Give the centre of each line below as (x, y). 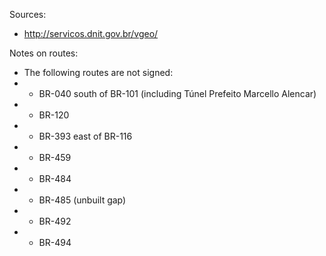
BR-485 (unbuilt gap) (82, 200)
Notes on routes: (44, 53)
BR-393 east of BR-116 (85, 136)
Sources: (28, 14)
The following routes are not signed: (98, 72)
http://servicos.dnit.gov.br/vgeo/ (91, 33)
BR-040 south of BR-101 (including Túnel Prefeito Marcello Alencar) (177, 93)
